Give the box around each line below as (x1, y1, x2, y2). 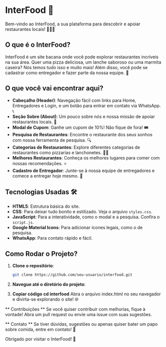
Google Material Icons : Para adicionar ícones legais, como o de (12, 225, 143, 231)
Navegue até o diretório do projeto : (12, 281, 86, 287)
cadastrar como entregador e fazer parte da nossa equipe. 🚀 (5, 70, 129, 76)
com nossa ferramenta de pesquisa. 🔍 (12, 137, 92, 143)
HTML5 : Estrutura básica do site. (12, 203, 80, 209)
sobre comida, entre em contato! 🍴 (5, 327, 76, 333)
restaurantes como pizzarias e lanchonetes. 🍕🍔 (12, 149, 109, 156)
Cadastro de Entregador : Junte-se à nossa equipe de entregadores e (12, 168, 155, 173)
